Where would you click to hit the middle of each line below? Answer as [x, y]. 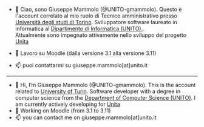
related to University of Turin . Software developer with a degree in [98, 91]
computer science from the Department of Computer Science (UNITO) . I [105, 98]
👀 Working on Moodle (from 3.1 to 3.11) [63, 111]
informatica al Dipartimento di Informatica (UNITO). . [80, 28]
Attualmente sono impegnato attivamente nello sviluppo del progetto [101, 35]
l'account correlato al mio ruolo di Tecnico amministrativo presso [96, 16]
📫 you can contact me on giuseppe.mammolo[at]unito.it [86, 117]
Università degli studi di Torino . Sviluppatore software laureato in [96, 22]
